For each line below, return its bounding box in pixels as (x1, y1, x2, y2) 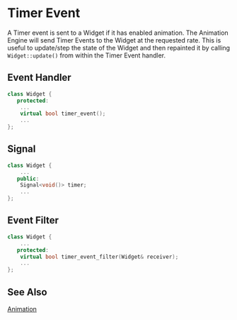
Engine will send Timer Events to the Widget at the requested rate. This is (7, 35, 221, 44)
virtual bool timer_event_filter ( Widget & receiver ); (20, 253, 179, 260)
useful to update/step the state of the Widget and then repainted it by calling (7, 43, 231, 52)
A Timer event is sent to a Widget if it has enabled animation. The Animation (7, 28, 229, 37)
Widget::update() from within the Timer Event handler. (7, 51, 166, 60)
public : (16, 175, 40, 182)
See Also (7, 286, 47, 298)
